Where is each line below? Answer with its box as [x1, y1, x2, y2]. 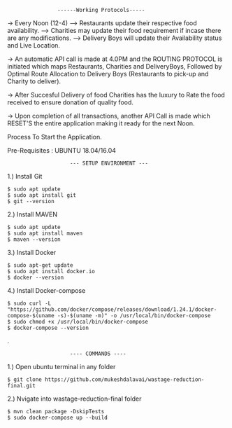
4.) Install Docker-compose [7, 287, 86, 294]
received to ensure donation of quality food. [7, 98, 134, 106]
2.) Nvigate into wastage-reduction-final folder [7, 394, 142, 403]
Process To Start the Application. [7, 133, 103, 141]
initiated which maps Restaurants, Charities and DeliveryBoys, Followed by [7, 62, 222, 70]
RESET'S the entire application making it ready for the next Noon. [7, 119, 195, 127]
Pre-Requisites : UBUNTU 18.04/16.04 [7, 146, 117, 154]
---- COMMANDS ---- [69, 350, 127, 357]
